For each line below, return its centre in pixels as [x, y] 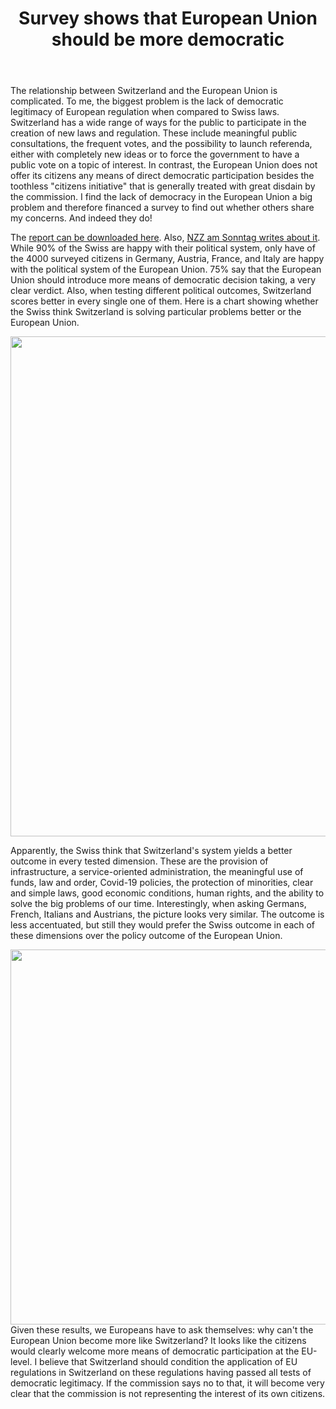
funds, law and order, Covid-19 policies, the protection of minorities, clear [162, 883]
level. [21, 1362]
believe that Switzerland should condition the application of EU [168, 1362]
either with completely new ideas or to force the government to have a [155, 154]
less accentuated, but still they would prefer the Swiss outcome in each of [163, 925]
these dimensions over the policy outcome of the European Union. [146, 936]
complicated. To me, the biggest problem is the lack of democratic [147, 101]
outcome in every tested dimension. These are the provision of [139, 861]
